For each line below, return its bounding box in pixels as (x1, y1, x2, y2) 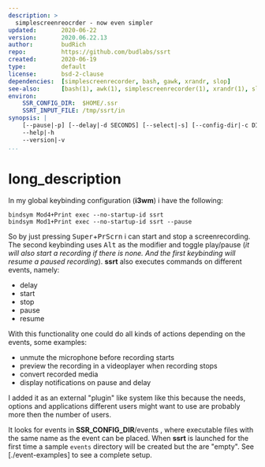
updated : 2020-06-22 (8, 26, 97, 34)
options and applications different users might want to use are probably (8, 402, 241, 411)
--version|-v (22, 135, 65, 144)
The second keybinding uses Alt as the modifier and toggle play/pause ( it (8, 240, 250, 250)
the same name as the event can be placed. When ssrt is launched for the (8, 434, 249, 443)
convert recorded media (19, 369, 99, 379)
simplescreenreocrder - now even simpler (15, 19, 154, 27)
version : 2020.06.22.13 (8, 33, 108, 42)
